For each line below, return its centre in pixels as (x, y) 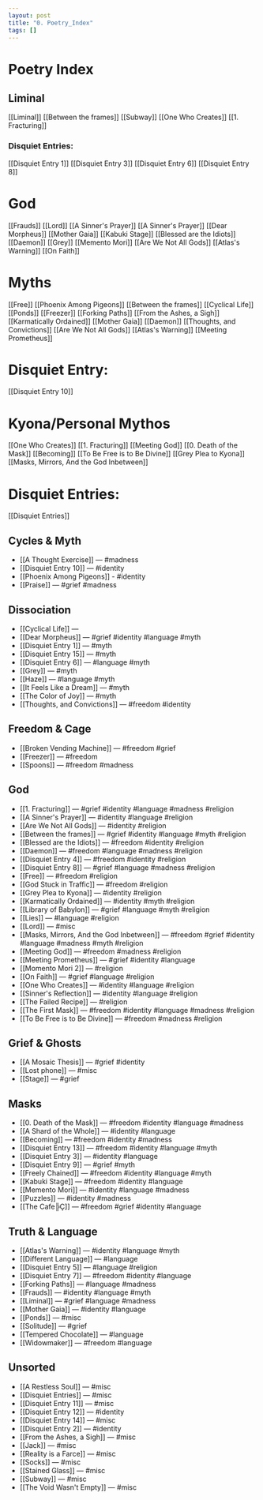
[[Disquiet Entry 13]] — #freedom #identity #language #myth (118, 1148)
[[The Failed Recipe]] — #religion (73, 1001)
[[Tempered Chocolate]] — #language (81, 1334)
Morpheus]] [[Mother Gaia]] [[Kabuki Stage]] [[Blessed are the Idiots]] (122, 234)
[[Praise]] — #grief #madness (68, 585)
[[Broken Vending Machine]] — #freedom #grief (98, 748)
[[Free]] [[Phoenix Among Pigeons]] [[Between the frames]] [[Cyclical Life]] (131, 304)
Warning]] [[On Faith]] (44, 250)
